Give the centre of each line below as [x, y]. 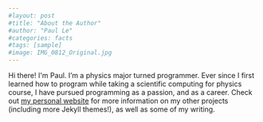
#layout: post [32, 16]
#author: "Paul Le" [41, 30]
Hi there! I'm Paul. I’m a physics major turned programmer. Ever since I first [131, 75]
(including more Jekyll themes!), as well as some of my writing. [112, 109]
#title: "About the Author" [55, 23]
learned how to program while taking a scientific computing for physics [125, 84]
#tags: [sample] [35, 45]
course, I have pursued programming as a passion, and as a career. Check [130, 92]
